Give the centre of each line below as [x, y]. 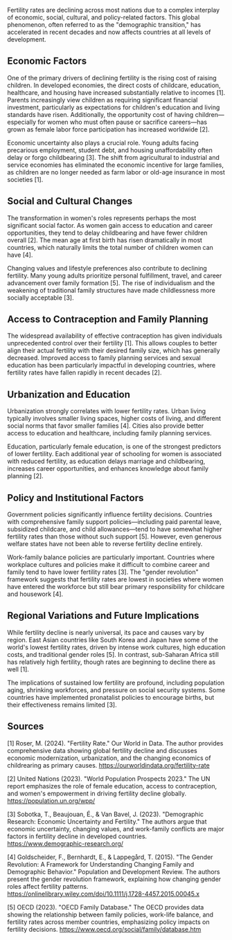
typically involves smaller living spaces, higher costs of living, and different [114, 419]
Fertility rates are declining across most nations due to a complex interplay [114, 10]
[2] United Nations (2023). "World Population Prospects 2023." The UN [109, 779]
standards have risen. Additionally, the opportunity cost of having [100, 114]
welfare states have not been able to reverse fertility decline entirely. [105, 544]
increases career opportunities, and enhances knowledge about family [108, 469]
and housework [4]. [35, 594]
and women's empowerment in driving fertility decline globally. [97, 793]
